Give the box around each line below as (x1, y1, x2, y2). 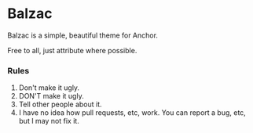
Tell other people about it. (18, 99, 103, 110)
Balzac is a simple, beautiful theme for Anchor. (7, 31, 159, 40)
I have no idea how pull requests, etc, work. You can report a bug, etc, (18, 108, 247, 117)
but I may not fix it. (18, 117, 79, 126)
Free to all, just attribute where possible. (7, 45, 137, 55)
